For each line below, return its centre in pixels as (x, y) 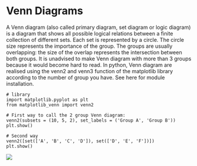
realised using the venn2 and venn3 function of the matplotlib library (90, 71)
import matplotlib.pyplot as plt (47, 100)
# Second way (22, 136)
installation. (20, 83)
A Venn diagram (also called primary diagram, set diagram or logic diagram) (98, 27)
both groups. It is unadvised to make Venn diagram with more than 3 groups (99, 58)
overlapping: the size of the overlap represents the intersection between (94, 52)
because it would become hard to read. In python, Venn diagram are (89, 65)
